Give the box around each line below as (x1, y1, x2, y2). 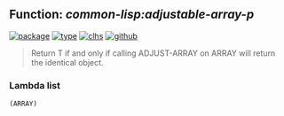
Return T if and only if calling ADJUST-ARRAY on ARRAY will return (30, 48, 276, 58)
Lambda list (9, 79, 60, 91)
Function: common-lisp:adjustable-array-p (9, 7, 255, 22)
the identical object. (30, 57, 104, 67)
